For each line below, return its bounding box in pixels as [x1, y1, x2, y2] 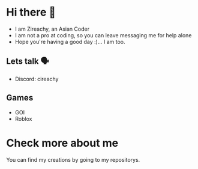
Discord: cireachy [14, 75, 59, 82]
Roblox [14, 115, 32, 122]
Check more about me [6, 136, 119, 150]
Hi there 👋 [6, 5, 56, 19]
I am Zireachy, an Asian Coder [14, 25, 90, 32]
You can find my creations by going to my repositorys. [6, 156, 140, 163]
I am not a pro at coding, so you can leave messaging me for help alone [14, 31, 192, 38]
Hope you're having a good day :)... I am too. [14, 38, 125, 45]
